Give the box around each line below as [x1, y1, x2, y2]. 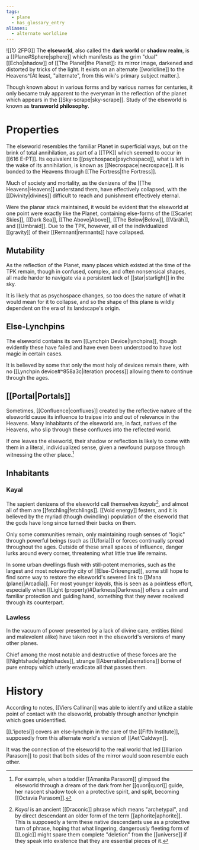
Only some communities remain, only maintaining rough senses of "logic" [6, 531, 185, 538]
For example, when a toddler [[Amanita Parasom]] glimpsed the [14, 775, 170, 782]
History [6, 684, 44, 698]
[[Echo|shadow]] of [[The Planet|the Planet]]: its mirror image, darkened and [6, 60, 193, 67]
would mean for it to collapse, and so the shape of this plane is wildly [6, 298, 175, 305]
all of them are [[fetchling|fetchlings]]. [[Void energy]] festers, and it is [6, 506, 178, 514]
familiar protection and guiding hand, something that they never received [6, 592, 184, 599]
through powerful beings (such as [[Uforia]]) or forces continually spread [6, 537, 185, 544]
